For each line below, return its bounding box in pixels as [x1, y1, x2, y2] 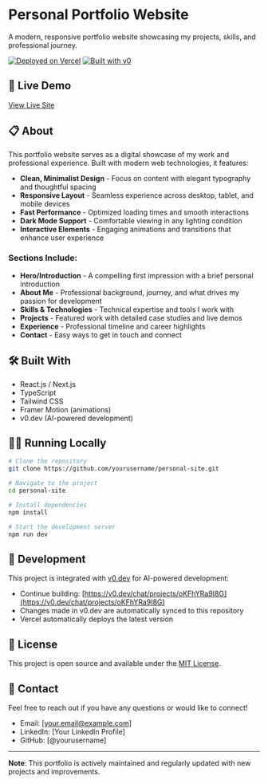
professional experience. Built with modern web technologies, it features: [8, 158, 249, 167]
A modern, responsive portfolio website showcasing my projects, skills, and [8, 32, 257, 41]
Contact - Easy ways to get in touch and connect [19, 329, 182, 340]
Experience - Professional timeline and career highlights [19, 321, 206, 331]
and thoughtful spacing [19, 182, 97, 191]
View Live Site [8, 100, 55, 109]
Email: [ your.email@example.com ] [19, 718, 132, 727]
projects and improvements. [8, 766, 100, 776]
